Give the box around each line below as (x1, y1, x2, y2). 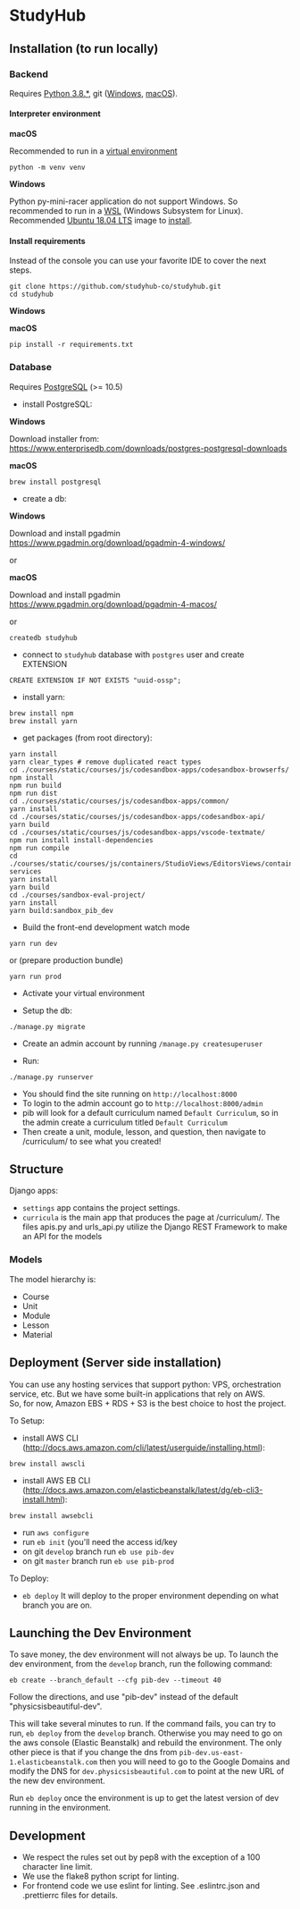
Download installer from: (9, 433, 100, 443)
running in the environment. (9, 1803, 112, 1813)
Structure (9, 1161, 64, 1177)
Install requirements (9, 235, 87, 246)
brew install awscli (9, 1459, 87, 1468)
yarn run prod (9, 972, 62, 981)
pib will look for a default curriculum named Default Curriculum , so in (21, 1107, 279, 1118)
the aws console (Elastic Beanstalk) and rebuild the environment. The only (9, 1737, 283, 1748)
